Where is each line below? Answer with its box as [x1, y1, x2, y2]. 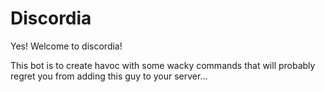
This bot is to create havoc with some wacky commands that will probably [10, 59, 316, 71]
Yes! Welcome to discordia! [10, 40, 123, 52]
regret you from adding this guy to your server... [10, 70, 208, 82]
